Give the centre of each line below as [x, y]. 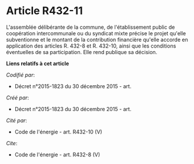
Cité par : [17, 120]
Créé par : [18, 98]
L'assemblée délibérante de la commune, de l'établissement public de [91, 27]
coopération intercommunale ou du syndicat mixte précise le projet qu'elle [96, 33]
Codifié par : [21, 75]
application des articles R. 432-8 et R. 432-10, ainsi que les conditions [91, 46]
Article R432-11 [45, 11]
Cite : [12, 143]
